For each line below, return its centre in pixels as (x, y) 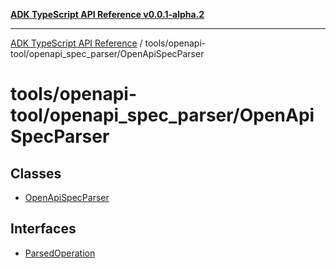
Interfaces (43, 229)
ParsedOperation (60, 253)
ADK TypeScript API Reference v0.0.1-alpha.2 (107, 14)
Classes (36, 173)
